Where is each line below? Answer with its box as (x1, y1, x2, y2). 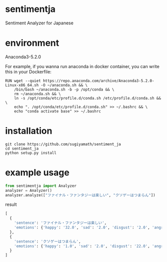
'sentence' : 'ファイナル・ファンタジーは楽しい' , (14, 220, 107, 226)
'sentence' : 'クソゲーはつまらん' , (14, 239, 81, 244)
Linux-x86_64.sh (5, 83, 39, 87)
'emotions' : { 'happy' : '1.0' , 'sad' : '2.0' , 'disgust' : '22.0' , (14, 244, 150, 249)
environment (5, 37, 60, 49)
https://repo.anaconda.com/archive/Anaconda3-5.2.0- (43, 78, 155, 83)
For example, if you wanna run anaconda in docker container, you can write (5, 63, 160, 69)
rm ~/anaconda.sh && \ (14, 91, 61, 96)
